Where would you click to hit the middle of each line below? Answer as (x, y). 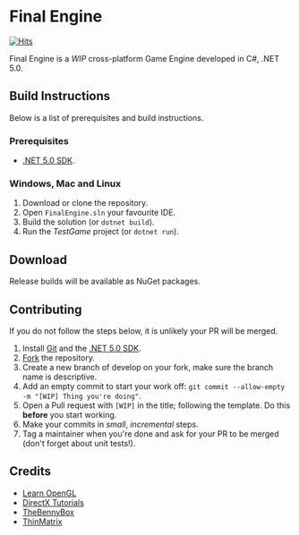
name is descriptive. (60, 377)
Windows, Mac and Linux (65, 183)
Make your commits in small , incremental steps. (110, 424)
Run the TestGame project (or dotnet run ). (100, 232)
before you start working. (69, 414)
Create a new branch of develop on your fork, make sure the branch (148, 367)
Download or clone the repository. (85, 203)
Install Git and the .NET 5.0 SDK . (81, 348)
